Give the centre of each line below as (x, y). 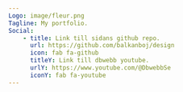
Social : (21, 30)
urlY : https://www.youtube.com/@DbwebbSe (100, 68)
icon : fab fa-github (64, 53)
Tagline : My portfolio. (48, 23)
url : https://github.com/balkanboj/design (102, 46)
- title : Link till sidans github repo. (91, 38)
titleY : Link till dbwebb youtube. (89, 61)
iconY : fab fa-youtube (68, 75)
